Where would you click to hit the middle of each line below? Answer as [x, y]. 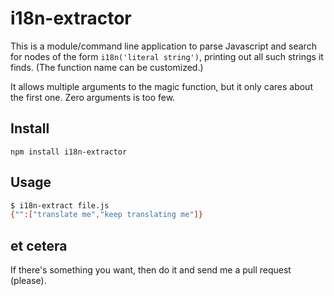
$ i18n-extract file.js [60, 205]
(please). [28, 281]
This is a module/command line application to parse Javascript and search [163, 46]
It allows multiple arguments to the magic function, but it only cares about [161, 86]
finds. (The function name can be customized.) [107, 67]
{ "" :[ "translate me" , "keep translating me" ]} [106, 215]
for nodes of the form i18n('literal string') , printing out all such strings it [167, 56]
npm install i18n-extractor [69, 152]
